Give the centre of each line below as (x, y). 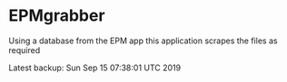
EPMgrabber (57, 16)
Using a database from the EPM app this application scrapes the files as (143, 41)
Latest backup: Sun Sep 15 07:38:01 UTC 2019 (95, 68)
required (25, 50)
